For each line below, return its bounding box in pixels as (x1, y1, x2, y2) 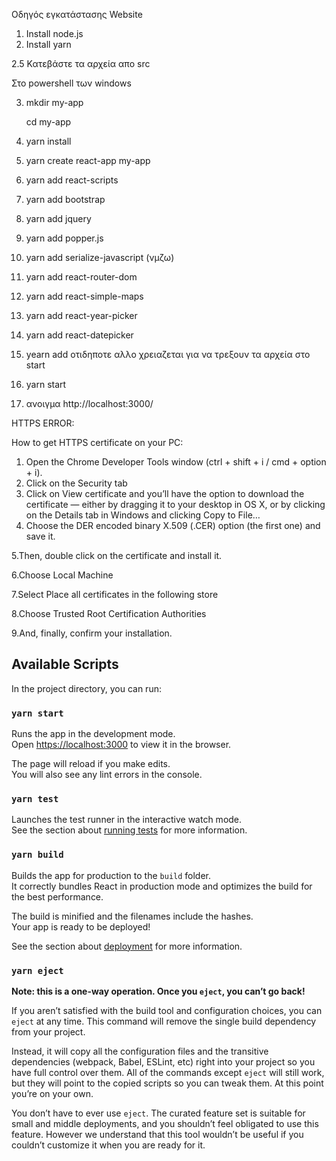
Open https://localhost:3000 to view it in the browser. (11, 739, 232, 751)
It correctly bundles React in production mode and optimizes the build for (11, 880, 313, 892)
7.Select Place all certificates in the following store (11, 589, 219, 600)
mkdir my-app (25, 97, 84, 108)
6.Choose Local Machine (11, 569, 114, 581)
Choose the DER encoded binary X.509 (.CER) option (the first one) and (25, 520, 321, 531)
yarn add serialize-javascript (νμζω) (25, 252, 175, 263)
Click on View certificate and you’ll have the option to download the (25, 488, 305, 499)
